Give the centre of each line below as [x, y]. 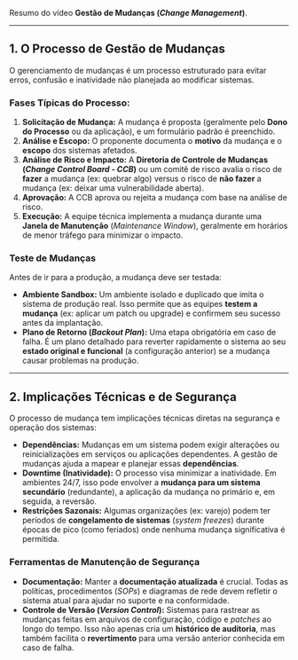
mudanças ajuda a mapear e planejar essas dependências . [130, 464]
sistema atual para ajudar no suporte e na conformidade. [125, 600]
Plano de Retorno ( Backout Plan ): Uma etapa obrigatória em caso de [149, 333]
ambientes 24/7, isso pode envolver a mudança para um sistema [141, 483]
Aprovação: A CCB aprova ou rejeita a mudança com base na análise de [155, 198]
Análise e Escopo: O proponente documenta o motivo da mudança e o [152, 141]
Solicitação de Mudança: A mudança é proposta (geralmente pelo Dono [155, 122]
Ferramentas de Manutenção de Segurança [105, 562]
